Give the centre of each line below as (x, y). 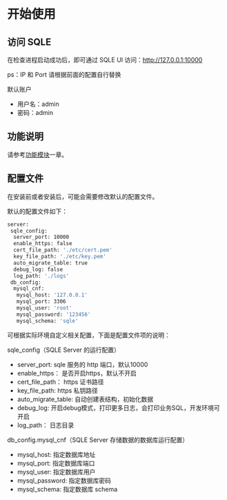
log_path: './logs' (41, 276)
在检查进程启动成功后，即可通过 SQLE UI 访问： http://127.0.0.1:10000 (105, 60)
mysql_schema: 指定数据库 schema (67, 489)
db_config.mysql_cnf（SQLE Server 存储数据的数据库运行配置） (98, 440)
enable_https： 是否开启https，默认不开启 (77, 373)
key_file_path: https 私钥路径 (57, 390)
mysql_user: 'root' (44, 308)
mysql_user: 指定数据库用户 (56, 472)
